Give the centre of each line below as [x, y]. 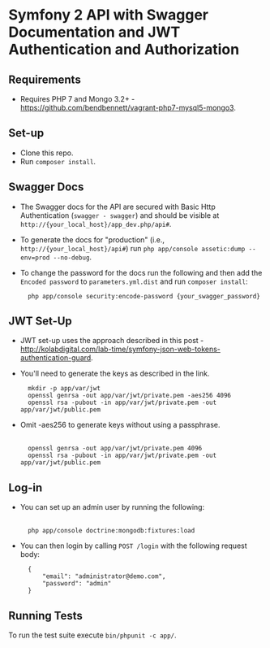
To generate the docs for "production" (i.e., [92, 239]
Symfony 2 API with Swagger [109, 15]
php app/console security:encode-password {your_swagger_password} [144, 296]
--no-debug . [72, 257]
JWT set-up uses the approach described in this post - [112, 341]
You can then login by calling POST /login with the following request [133, 546]
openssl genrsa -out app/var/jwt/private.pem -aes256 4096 [130, 396]
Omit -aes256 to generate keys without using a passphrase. [120, 425]
